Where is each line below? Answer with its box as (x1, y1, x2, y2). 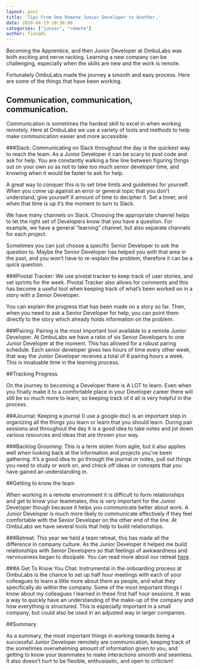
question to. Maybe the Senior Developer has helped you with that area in (6, 248, 186, 255)
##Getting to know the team (6, 480, 75, 487)
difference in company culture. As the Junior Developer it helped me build (6, 540, 187, 547)
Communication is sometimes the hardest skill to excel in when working (6, 120, 181, 127)
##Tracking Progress (6, 370, 58, 377)
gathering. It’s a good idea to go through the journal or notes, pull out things (6, 455, 191, 462)
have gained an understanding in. (6, 468, 88, 475)
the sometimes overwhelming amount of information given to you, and (6, 644, 178, 652)
